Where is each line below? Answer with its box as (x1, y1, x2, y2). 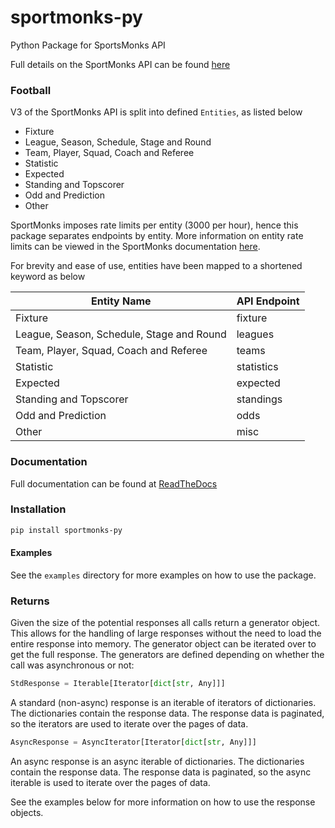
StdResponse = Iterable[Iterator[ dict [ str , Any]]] (10, 679, 226, 689)
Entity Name (91, 294, 152, 308)
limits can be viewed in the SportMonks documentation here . (10, 241, 261, 253)
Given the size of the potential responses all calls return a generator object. (10, 617, 321, 629)
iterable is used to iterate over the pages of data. (10, 776, 211, 788)
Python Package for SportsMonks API (10, 39, 166, 51)
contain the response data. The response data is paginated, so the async (10, 766, 312, 778)
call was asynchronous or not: (10, 659, 135, 671)
